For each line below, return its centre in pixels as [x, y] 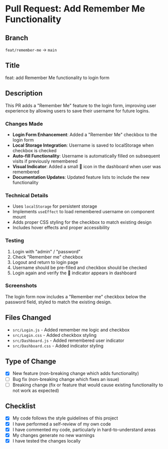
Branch [17, 38]
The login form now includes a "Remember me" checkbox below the [76, 296]
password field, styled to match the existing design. [58, 302]
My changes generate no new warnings [53, 435]
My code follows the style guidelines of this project [65, 418]
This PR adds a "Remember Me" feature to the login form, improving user [81, 105]
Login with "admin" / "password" [46, 251]
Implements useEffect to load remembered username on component [83, 212]
